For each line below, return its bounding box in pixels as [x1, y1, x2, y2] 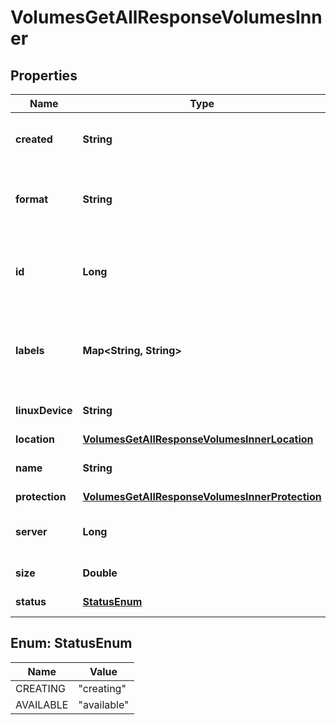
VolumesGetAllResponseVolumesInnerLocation [82, 432, 314, 446]
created [15, 132, 53, 146]
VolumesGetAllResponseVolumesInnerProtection [82, 490, 322, 503]
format [15, 192, 49, 206]
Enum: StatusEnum [10, 635, 133, 652]
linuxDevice [15, 404, 73, 417]
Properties [10, 67, 78, 84]
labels [15, 344, 45, 357]
